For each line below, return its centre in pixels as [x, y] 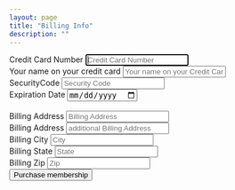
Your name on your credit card [65, 71]
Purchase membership [51, 174]
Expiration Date [37, 95]
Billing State [31, 151]
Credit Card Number [46, 59]
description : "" [39, 34]
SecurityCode [35, 83]
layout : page [33, 17]
